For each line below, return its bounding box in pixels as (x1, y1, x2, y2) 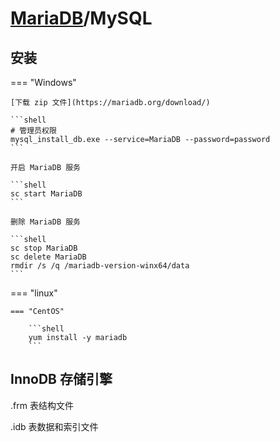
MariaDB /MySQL (10, 7, 153, 30)
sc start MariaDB (10, 189, 83, 199)
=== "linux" (10, 287, 58, 299)
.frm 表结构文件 (10, 399, 74, 411)
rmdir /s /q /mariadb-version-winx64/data (10, 261, 190, 271)
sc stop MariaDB (10, 243, 78, 253)
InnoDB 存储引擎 (10, 371, 113, 388)
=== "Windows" (10, 77, 77, 88)
